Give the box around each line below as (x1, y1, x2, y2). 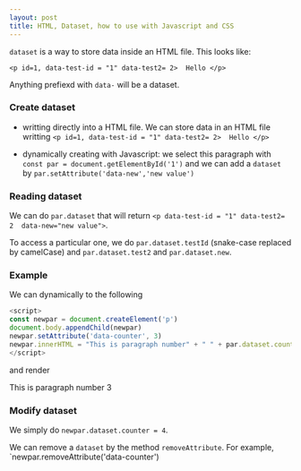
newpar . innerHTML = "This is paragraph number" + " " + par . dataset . (9, 339, 275, 349)
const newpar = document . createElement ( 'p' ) (9, 315, 178, 324)
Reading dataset (9, 190, 82, 202)
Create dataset (9, 101, 76, 114)
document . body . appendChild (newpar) (9, 323, 142, 332)
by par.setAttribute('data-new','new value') (21, 167, 195, 178)
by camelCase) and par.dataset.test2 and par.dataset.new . (9, 247, 232, 258)
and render (9, 364, 51, 375)
